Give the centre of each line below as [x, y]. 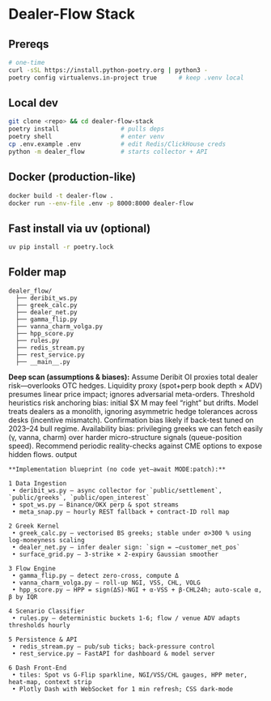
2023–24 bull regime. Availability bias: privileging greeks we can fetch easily [135, 428]
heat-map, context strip [50, 682]
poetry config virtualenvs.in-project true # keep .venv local [126, 78]
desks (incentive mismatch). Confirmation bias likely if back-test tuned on [131, 420]
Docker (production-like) [72, 177]
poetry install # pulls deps [86, 129]
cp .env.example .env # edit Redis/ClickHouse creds [117, 144]
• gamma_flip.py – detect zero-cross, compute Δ [95, 575]
